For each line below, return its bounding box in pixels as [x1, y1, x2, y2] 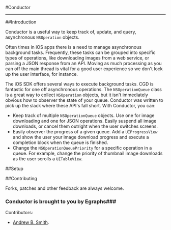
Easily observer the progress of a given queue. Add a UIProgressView [12, 129, 158, 134]
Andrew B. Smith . [12, 219, 49, 225]
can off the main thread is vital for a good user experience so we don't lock [5, 66, 163, 72]
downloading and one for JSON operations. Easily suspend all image [12, 118, 157, 124]
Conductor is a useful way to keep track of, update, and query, [5, 29, 136, 35]
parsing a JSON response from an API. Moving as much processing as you [5, 61, 162, 66]
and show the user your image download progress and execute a [12, 134, 149, 140]
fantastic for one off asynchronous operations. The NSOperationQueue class [5, 87, 162, 92]
